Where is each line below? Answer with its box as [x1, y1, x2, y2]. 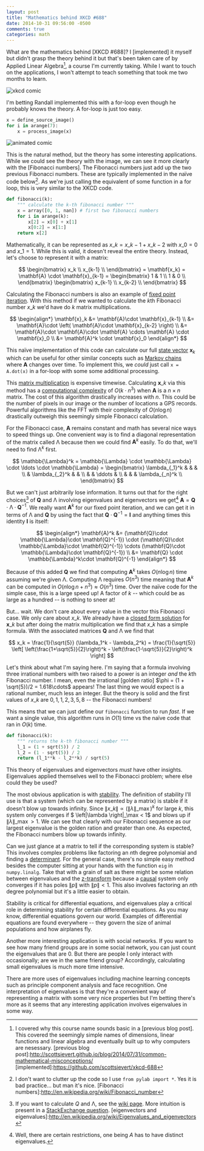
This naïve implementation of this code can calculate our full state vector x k [6, 346, 195, 355]
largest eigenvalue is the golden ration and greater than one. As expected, [6, 824, 192, 831]
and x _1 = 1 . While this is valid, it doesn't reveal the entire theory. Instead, [6, 248, 189, 255]
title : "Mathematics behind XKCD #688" [6, 15, 107, 21]
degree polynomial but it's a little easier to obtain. [6, 887, 130, 895]
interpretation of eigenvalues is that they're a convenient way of [6, 987, 166, 995]
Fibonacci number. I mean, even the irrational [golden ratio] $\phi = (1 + [6, 676, 185, 684]
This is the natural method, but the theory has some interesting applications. [6, 151, 197, 158]
